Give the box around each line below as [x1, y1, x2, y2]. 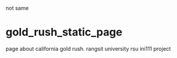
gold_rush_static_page [5, 26, 123, 39]
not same [5, 5, 29, 11]
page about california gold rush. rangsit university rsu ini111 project [5, 45, 171, 52]
